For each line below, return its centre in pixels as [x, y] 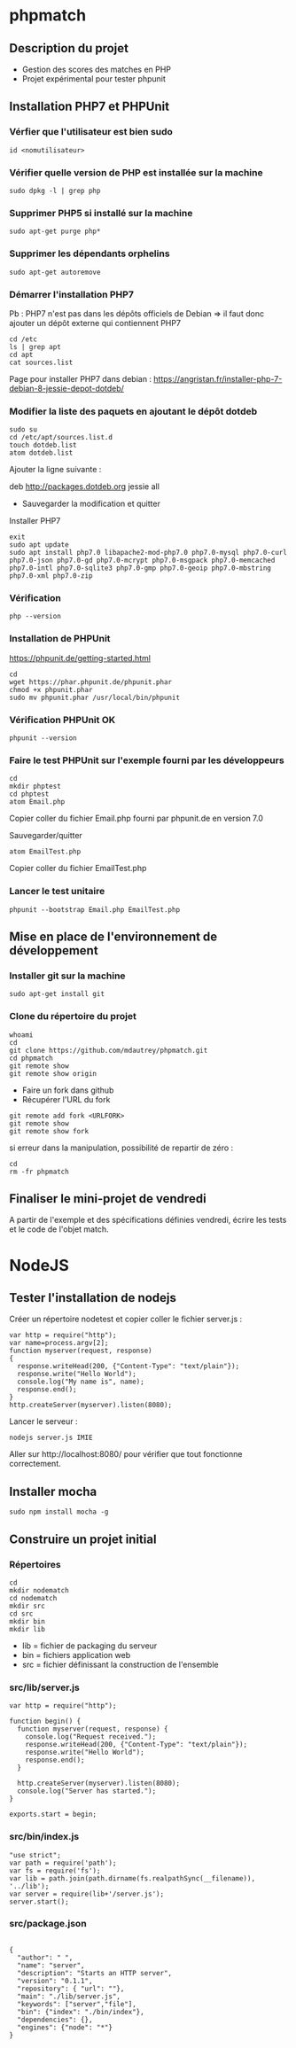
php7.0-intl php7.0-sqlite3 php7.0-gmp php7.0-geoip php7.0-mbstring [140, 568]
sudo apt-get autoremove [55, 272]
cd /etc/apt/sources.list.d [61, 438]
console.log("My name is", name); [81, 1382]
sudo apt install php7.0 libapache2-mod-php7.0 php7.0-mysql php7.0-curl [148, 553]
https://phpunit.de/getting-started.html [80, 658]
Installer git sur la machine [67, 976]
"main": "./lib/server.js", [69, 1996]
